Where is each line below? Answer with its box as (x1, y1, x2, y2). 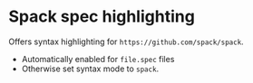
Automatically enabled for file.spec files (21, 53, 175, 64)
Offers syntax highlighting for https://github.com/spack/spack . (8, 36, 244, 47)
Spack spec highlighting (8, 6, 196, 27)
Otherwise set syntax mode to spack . (21, 63, 160, 74)
